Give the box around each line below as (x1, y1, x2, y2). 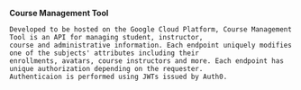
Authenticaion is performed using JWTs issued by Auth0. (9, 72, 228, 81)
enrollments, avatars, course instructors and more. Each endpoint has (9, 57, 284, 66)
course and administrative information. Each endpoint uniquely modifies (9, 40, 293, 49)
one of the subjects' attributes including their (9, 49, 200, 58)
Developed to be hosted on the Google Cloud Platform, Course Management (9, 25, 293, 34)
